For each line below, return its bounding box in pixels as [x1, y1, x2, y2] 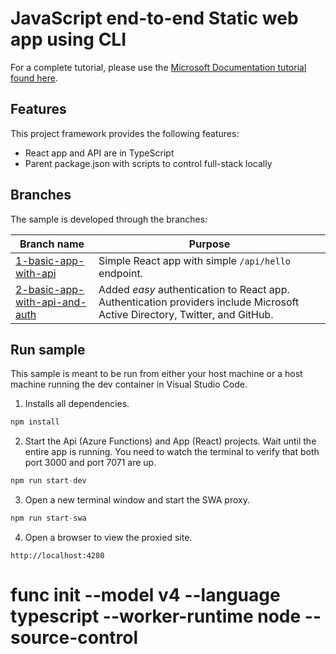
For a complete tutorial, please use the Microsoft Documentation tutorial [10, 61, 307, 73]
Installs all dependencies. [24, 398, 130, 410]
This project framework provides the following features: [10, 127, 240, 139]
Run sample [10, 341, 86, 358]
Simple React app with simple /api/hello [98, 253, 292, 267]
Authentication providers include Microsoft [98, 295, 300, 309]
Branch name [19, 237, 85, 251]
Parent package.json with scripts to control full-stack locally [24, 157, 273, 169]
